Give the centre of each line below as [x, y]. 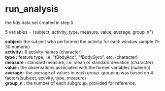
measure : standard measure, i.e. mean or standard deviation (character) [79, 62]
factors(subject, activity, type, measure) [46, 78]
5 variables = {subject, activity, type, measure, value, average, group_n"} [79, 32]
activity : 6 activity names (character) [44, 52]
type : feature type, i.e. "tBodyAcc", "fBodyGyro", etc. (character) [71, 57]
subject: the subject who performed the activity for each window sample [79, 41]
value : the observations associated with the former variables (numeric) [78, 68]
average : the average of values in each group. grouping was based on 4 [79, 72]
